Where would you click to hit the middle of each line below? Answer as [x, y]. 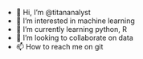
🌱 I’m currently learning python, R [71, 29]
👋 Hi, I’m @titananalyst [53, 12]
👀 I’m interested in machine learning [75, 21]
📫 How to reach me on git [59, 47]
